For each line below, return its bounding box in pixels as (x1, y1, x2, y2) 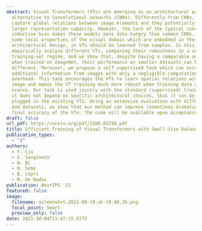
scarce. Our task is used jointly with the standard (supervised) (11, 87, 182, 93)
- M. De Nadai (11, 177, 47, 183)
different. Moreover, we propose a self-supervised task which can (11, 64, 185, 71)
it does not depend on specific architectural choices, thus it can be (11, 93, 195, 99)
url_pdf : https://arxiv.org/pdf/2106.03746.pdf (6, 121, 128, 127)
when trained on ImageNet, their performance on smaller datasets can (11, 59, 192, 65)
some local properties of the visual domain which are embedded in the (11, 37, 195, 43)
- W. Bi (11, 160, 31, 166)
